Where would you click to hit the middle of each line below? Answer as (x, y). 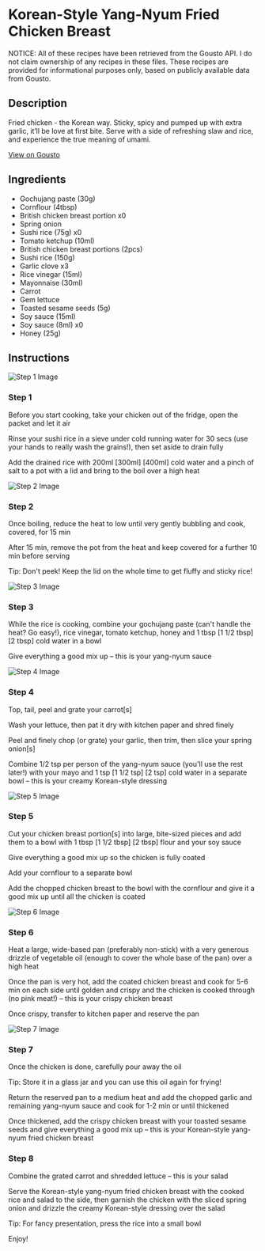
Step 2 (21, 506)
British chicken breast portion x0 (73, 215)
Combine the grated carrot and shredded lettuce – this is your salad (118, 1176)
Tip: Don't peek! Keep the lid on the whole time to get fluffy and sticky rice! (131, 571)
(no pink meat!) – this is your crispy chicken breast (90, 999)
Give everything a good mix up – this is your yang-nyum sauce (110, 656)
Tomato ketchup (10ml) (57, 241)
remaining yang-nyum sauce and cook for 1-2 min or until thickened (119, 1106)
